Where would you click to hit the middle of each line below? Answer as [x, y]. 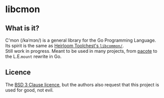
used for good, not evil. [30, 90]
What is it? [22, 28]
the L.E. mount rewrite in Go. [33, 56]
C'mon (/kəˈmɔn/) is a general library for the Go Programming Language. [81, 40]
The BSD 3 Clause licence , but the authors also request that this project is [82, 84]
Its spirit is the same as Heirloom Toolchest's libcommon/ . [65, 46]
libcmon [23, 9]
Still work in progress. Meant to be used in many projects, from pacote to [81, 51]
